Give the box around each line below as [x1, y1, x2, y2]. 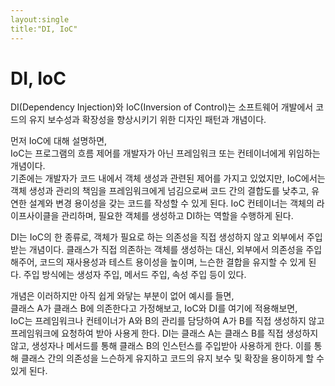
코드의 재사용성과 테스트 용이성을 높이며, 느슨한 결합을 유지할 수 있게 [39, 256, 307, 268]
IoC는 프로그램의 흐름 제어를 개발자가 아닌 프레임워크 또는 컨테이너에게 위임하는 [10, 147, 321, 160]
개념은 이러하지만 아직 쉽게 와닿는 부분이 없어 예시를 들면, [10, 290, 235, 302]
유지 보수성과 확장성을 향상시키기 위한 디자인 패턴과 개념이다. [28, 114, 267, 126]
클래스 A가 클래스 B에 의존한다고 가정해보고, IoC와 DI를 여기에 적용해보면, [10, 302, 298, 315]
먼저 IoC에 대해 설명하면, [10, 135, 108, 147]
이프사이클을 [10, 210, 60, 222]
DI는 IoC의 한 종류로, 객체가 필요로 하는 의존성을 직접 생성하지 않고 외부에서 [10, 231, 305, 243]
